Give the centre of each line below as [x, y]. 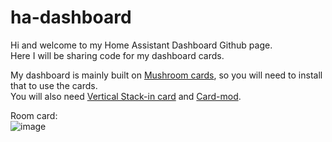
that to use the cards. [54, 85]
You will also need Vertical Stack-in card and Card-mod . [126, 96]
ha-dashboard [71, 17]
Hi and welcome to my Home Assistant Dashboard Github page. [141, 45]
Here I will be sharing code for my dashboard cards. [117, 55]
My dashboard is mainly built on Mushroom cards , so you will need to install [166, 75]
